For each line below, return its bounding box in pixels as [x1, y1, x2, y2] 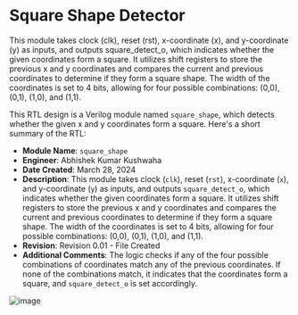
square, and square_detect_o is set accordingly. [21, 278, 198, 288]
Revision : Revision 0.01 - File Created [21, 240, 161, 251]
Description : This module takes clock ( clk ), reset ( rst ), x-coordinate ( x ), [21, 173, 289, 184]
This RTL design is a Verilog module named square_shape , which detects [9, 109, 275, 120]
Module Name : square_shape [21, 145, 128, 156]
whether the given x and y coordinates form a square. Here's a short [9, 118, 261, 129]
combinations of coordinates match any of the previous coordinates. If [21, 259, 281, 269]
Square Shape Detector [9, 5, 186, 26]
